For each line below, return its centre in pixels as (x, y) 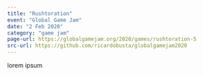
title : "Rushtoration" (40, 13)
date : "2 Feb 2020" (35, 26)
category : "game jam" (38, 33)
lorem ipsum (25, 65)
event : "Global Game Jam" (44, 20)
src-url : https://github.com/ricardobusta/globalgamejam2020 (97, 46)
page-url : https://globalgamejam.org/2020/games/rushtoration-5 (102, 39)
